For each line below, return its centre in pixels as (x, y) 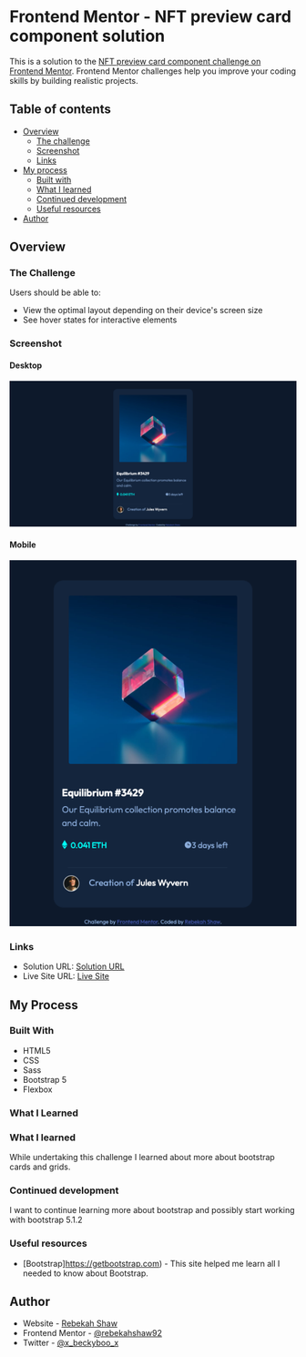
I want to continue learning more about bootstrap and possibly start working (152, 1210)
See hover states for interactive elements (100, 320)
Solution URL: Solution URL (73, 966)
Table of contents (60, 110)
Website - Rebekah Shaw (70, 1323)
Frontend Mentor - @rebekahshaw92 (92, 1333)
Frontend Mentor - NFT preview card (150, 17)
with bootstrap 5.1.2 (46, 1220)
